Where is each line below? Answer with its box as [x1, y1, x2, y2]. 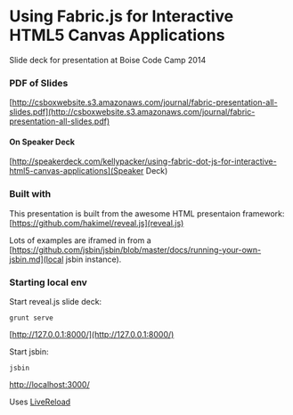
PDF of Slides [9, 77, 69, 89]
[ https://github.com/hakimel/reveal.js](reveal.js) [9, 217, 184, 228]
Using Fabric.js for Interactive [9, 6, 234, 27]
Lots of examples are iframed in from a [9, 234, 151, 246]
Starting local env [9, 276, 87, 289]
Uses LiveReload [9, 396, 71, 407]
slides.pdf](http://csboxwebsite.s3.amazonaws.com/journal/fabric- [9, 107, 256, 118]
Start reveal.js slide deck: [9, 297, 102, 307]
